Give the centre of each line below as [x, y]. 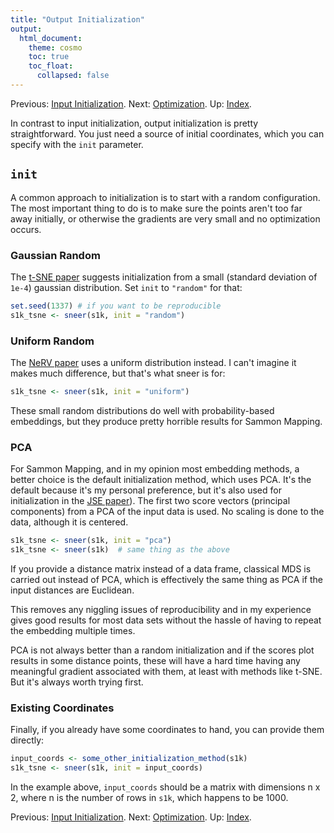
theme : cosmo [55, 47]
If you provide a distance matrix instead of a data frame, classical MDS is [161, 568]
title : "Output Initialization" [77, 19]
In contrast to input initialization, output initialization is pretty [134, 123]
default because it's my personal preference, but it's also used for [146, 490]
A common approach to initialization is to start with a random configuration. [165, 197]
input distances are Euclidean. [72, 590]
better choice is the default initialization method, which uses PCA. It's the [161, 480]
